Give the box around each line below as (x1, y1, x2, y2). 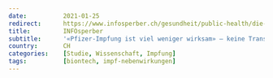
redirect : (8, 19, 42, 28)
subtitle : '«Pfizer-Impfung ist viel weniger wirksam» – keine (8, 34, 245, 43)
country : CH (8, 42, 71, 50)
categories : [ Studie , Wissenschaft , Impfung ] (8, 50, 176, 58)
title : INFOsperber (8, 27, 104, 35)
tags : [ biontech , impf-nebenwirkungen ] (8, 58, 176, 66)
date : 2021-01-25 (8, 11, 100, 20)
